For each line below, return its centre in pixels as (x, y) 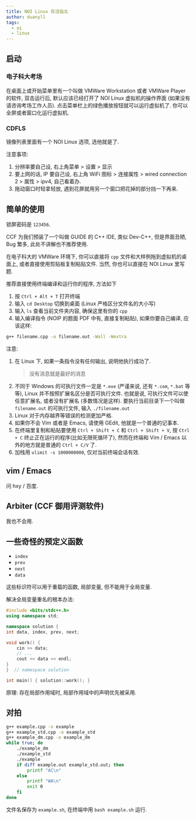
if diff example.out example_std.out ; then (71, 765)
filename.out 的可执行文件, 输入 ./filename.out (72, 408)
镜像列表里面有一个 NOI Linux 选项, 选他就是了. (63, 142)
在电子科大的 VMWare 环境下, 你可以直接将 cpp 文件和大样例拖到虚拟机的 (94, 257)
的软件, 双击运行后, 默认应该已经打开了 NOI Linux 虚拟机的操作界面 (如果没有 (98, 98)
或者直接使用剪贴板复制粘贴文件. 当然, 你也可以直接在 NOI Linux (96, 264)
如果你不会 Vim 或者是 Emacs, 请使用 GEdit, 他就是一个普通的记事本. (97, 423)
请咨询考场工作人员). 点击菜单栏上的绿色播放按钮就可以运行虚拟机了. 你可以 (97, 105)
